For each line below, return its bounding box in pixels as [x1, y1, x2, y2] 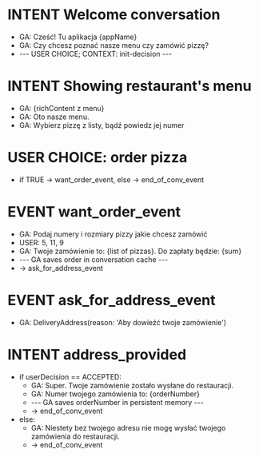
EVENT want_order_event [7, 203, 181, 221]
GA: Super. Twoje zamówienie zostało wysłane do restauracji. [30, 380, 233, 390]
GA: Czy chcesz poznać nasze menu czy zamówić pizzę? [18, 40, 209, 50]
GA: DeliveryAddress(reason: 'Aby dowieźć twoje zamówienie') [18, 317, 227, 327]
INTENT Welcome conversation [7, 6, 221, 24]
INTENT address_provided [7, 345, 187, 364]
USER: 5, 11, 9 [18, 237, 65, 247]
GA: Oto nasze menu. [18, 112, 90, 121]
